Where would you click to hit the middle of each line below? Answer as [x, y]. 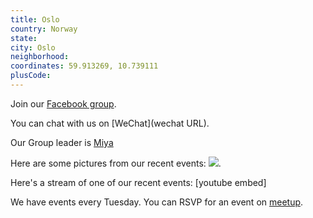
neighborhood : [40, 57]
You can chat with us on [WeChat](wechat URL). [110, 123]
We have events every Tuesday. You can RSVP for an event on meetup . [157, 202]
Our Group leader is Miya [62, 142]
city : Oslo [33, 47]
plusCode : [31, 76]
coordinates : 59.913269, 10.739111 [84, 66]
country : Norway [44, 29]
